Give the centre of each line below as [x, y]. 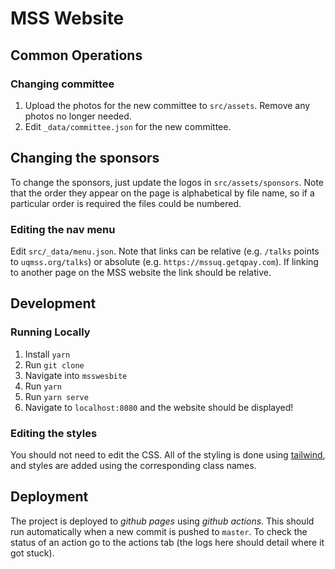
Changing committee [62, 84]
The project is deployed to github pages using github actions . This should [162, 521]
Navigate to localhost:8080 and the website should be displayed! [159, 407]
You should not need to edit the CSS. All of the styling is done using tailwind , [168, 454]
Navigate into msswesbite [76, 375]
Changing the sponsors [85, 158]
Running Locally [50, 332]
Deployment [49, 497]
